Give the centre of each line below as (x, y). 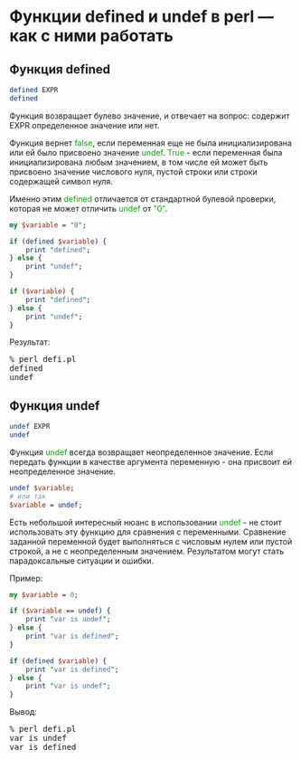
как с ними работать (91, 36)
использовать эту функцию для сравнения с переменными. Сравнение (148, 532)
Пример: (26, 578)
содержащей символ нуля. (61, 181)
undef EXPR (30, 427)
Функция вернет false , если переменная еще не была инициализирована (150, 143)
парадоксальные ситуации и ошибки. (82, 560)
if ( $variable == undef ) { (60, 611)
